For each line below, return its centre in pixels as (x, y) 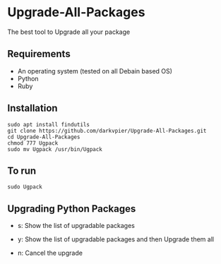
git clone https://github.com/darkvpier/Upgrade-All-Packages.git (107, 131)
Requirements (39, 54)
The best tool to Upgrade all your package (69, 32)
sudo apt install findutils (49, 124)
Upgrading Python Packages (72, 209)
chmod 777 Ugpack (33, 143)
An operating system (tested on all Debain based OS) (95, 71)
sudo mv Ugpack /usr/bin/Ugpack (55, 149)
